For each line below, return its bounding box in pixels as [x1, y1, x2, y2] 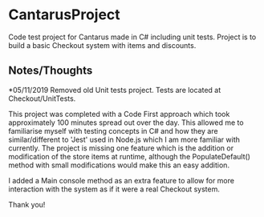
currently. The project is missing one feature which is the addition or [8, 143, 234, 153]
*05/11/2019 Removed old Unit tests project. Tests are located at [8, 85, 221, 94]
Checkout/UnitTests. [8, 94, 76, 103]
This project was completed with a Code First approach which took [8, 109, 230, 119]
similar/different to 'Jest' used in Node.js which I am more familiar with [8, 135, 241, 144]
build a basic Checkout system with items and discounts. [8, 40, 197, 50]
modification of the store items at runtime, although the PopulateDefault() [8, 151, 251, 161]
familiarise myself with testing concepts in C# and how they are [8, 126, 218, 135]
